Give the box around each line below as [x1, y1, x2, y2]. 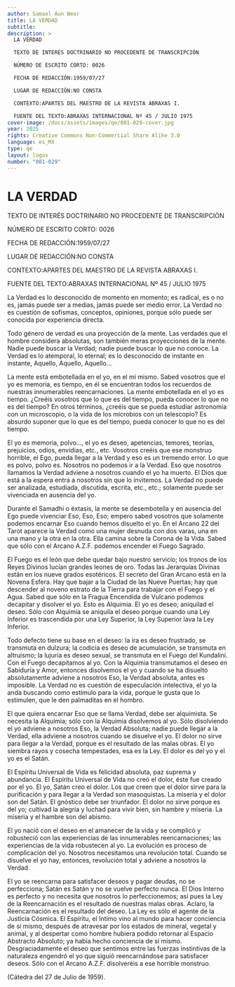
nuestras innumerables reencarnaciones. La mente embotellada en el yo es [7, 388, 224, 396]
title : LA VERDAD [7, 17, 58, 24]
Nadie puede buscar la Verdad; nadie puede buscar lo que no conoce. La [7, 344, 219, 353]
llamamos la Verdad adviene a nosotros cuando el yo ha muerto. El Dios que [7, 469, 227, 477]
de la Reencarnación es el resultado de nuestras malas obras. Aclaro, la [7, 900, 215, 908]
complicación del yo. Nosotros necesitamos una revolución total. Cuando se [7, 849, 227, 857]
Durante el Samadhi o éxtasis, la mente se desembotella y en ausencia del [7, 504, 222, 513]
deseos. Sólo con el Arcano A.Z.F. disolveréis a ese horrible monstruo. [7, 960, 211, 968]
